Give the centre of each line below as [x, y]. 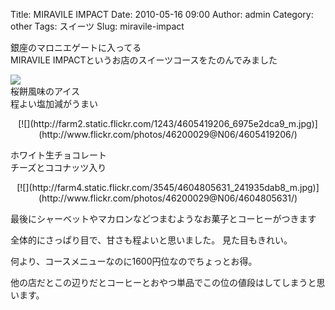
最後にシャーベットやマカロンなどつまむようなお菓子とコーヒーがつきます [163, 218]
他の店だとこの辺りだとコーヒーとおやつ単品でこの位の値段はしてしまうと [163, 282]
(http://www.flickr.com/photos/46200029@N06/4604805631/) [168, 198]
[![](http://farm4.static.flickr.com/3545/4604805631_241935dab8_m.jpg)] [168, 187]
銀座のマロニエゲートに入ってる [76, 47]
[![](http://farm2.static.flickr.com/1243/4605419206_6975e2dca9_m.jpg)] [168, 123]
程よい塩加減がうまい [54, 103]
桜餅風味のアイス [45, 91]
